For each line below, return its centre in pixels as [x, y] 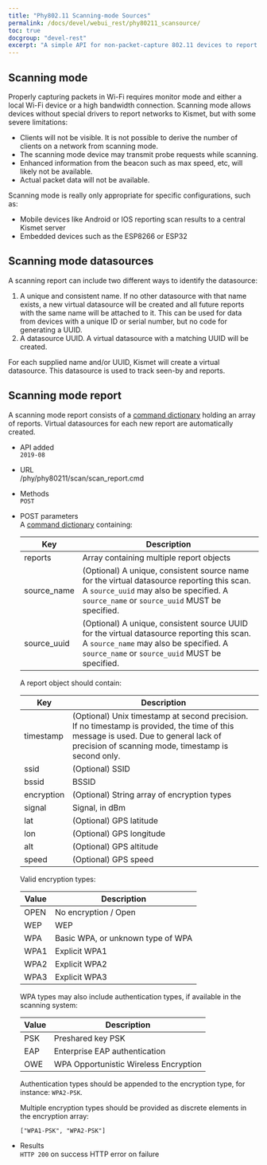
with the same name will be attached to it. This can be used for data [131, 312]
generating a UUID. [51, 329]
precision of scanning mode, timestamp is [150, 746]
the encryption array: [54, 1116]
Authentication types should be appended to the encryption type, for [132, 1084]
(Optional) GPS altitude [115, 846]
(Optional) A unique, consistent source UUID [165, 623]
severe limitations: [38, 122]
